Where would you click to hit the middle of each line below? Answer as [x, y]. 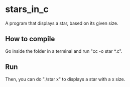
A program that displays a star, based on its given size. [62, 23]
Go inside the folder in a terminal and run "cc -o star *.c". [64, 51]
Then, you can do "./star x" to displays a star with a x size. [65, 79]
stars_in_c [27, 9]
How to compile [30, 39]
